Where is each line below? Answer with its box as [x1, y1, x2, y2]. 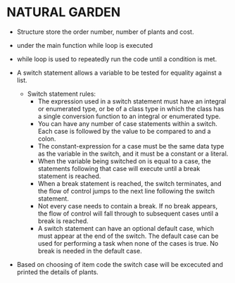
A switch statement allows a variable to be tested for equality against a [16, 68, 222, 77]
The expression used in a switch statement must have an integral [37, 96, 227, 106]
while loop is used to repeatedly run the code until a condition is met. [16, 54, 217, 63]
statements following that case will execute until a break [37, 164, 201, 172]
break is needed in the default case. [37, 246, 142, 255]
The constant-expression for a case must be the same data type [37, 141, 224, 150]
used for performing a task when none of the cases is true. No [37, 239, 219, 247]
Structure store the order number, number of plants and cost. [16, 27, 194, 36]
